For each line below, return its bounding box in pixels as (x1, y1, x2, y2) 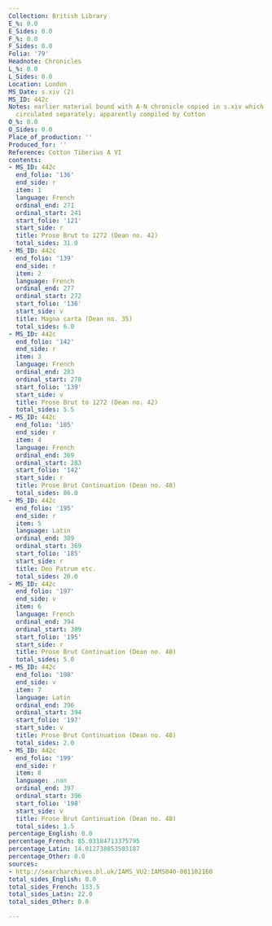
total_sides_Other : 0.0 (8, 897, 90, 906)
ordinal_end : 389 (15, 534, 75, 542)
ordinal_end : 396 (15, 701, 75, 709)
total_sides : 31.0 (15, 239, 79, 248)
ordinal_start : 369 (15, 542, 82, 551)
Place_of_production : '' (8, 133, 93, 141)
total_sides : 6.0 (15, 323, 75, 331)
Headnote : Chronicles (8, 58, 82, 66)
